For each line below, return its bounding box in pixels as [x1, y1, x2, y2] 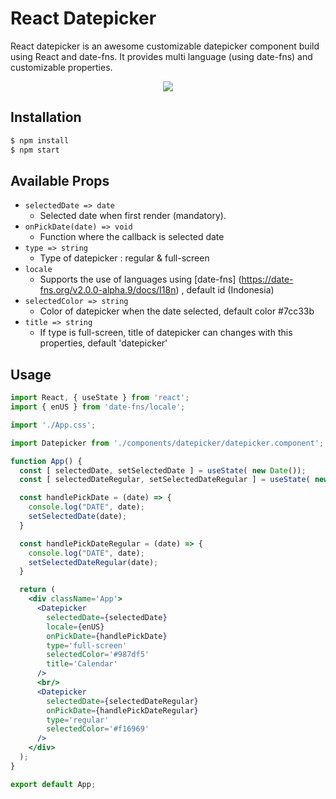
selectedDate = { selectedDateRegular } [46, 696, 199, 706]
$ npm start [10, 145, 60, 155]
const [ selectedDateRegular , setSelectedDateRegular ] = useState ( [19, 475, 311, 485]
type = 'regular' [46, 715, 110, 725]
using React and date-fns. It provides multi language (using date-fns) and [10, 50, 313, 62]
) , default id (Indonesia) [175, 284, 275, 296]
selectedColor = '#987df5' [46, 650, 150, 660]
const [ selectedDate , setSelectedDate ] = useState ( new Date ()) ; [19, 465, 307, 476]
